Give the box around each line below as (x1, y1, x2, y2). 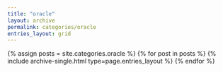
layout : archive (7, 17, 55, 24)
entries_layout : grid (7, 30, 72, 37)
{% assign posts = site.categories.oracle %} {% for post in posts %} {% (7, 49, 217, 58)
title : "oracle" (7, 10, 55, 18)
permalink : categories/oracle (7, 23, 97, 30)
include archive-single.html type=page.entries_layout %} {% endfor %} (7, 57, 215, 66)
